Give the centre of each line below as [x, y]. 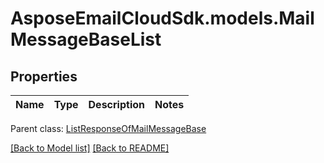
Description [116, 104]
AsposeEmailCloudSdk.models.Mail [162, 18]
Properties [44, 76]
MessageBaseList [86, 39]
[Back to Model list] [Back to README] [90, 148]
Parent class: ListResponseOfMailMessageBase [108, 128]
